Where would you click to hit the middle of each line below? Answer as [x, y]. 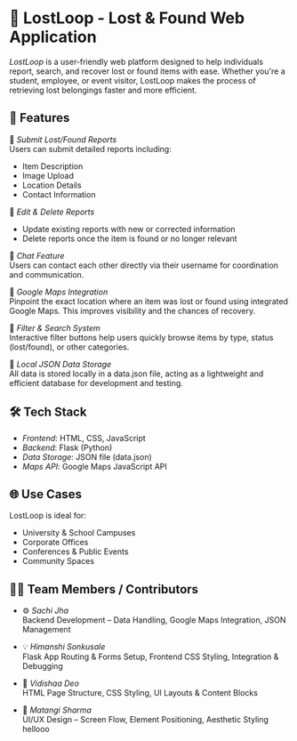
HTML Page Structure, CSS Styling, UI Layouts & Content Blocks [140, 693]
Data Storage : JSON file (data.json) [87, 456]
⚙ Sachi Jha [45, 611]
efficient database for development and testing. [96, 383]
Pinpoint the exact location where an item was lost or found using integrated [149, 301]
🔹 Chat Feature [37, 255]
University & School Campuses [79, 533]
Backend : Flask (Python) [67, 447]
